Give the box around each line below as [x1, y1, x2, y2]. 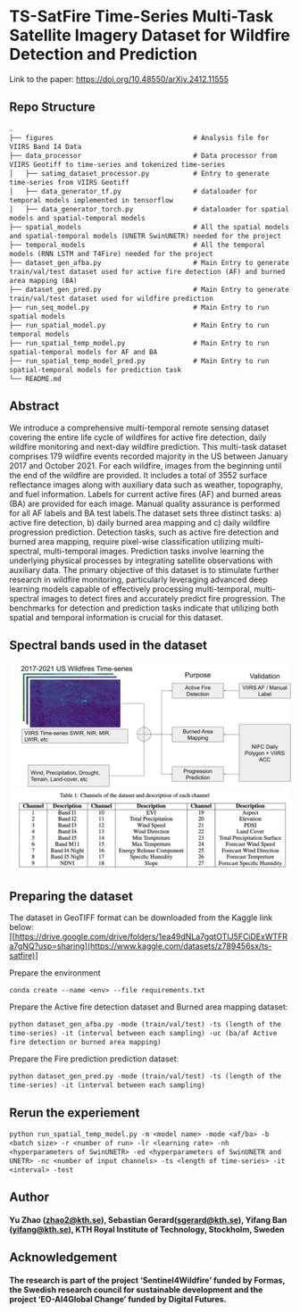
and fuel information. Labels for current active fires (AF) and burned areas [9, 488, 282, 499]
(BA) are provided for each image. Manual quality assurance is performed [9, 498, 280, 509]
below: [9, 922, 34, 933]
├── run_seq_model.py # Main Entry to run [9, 303, 270, 312]
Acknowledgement [9, 1250, 118, 1265]
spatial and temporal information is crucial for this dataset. [9, 611, 223, 622]
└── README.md [9, 374, 62, 383]
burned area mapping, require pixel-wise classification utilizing [9, 536, 241, 546]
